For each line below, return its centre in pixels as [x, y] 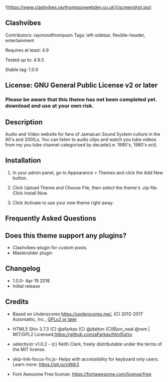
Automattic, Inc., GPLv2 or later [45, 319]
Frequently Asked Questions [51, 218]
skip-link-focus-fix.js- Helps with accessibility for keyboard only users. [86, 359]
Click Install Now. [30, 193]
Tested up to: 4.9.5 [25, 60]
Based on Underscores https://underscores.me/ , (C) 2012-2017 [77, 314]
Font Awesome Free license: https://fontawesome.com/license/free [82, 374]
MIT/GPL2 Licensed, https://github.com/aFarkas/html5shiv [72, 334]
